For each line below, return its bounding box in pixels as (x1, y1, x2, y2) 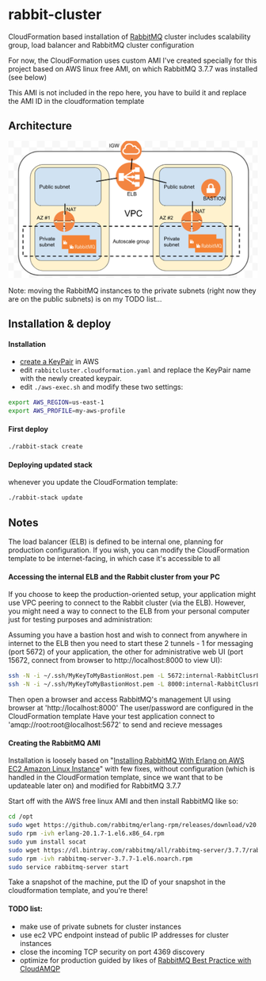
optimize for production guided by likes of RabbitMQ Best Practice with (19, 955, 252, 965)
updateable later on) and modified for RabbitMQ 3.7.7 (8, 781, 181, 791)
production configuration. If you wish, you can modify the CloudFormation (8, 545, 250, 555)
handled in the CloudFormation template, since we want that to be (8, 772, 223, 783)
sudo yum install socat (8, 837, 87, 846)
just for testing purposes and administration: (8, 615, 153, 625)
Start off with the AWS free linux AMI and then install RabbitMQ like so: (8, 796, 239, 806)
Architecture (8, 119, 73, 133)
